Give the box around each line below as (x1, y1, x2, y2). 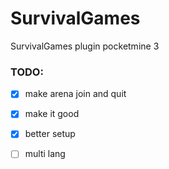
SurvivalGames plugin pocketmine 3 (10, 40, 160, 52)
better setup (24, 128, 76, 140)
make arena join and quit (24, 88, 127, 100)
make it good (24, 108, 80, 120)
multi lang (24, 148, 66, 160)
